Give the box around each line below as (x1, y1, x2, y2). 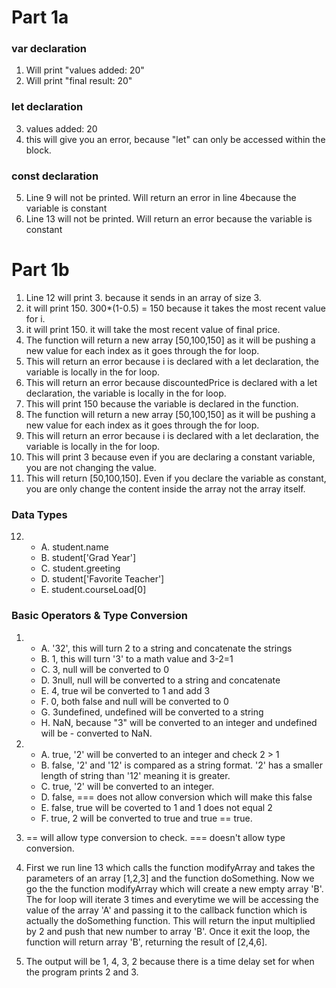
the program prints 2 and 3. (25, 966, 139, 978)
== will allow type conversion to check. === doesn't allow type (25, 831, 286, 843)
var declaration (11, 42, 87, 56)
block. (25, 144, 52, 156)
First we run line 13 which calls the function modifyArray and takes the (25, 861, 316, 873)
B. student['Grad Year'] (40, 552, 137, 564)
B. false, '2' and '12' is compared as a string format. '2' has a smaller (40, 759, 323, 771)
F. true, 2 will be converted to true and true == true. (40, 812, 253, 824)
